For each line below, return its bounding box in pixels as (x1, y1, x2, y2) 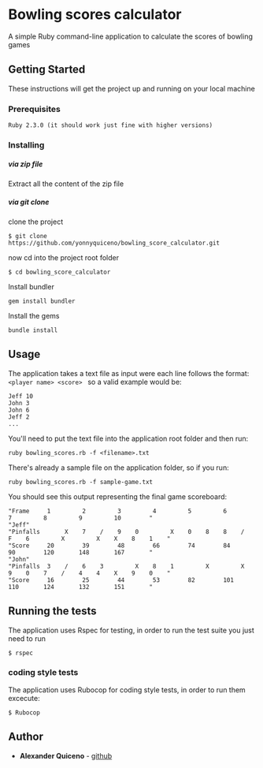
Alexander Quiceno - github (19, 751, 113, 760)
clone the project (8, 217, 64, 226)
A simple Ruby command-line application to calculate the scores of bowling (8, 32, 254, 41)
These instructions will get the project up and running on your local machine (8, 84, 256, 93)
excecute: (8, 693, 41, 703)
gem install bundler (8, 297, 76, 305)
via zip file (8, 159, 43, 169)
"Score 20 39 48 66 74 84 (8, 542, 231, 550)
